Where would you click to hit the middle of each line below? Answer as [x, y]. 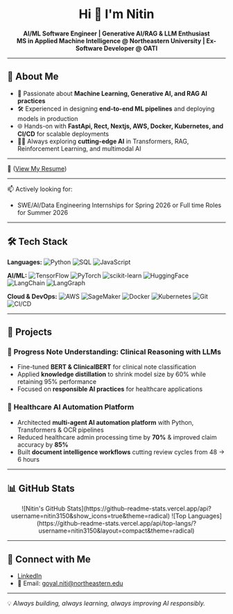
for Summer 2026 [42, 212]
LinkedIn [29, 576]
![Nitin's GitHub [44, 509]
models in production [48, 118]
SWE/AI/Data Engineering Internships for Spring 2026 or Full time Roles [119, 205]
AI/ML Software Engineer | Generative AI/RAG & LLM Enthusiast [116, 33]
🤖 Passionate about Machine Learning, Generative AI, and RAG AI [112, 93]
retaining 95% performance [57, 382]
